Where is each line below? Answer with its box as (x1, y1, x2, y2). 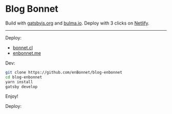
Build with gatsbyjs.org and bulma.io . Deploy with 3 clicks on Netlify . (5, 20, 149, 26)
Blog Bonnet (5, 3, 59, 15)
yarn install (5, 79, 33, 84)
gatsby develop (5, 84, 38, 89)
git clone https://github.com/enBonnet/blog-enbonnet (5, 70, 123, 75)
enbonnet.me (12, 50, 41, 56)
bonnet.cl (12, 44, 33, 51)
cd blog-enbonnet (5, 75, 42, 80)
